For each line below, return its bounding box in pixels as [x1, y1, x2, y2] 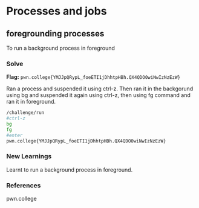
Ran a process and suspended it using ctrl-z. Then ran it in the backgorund [6, 85, 194, 92]
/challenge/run [6, 110, 45, 116]
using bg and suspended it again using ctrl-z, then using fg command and [6, 92, 191, 99]
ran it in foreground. [6, 98, 56, 106]
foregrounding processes [6, 29, 105, 39]
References [6, 181, 41, 189]
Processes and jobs [6, 4, 107, 18]
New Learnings [6, 152, 52, 161]
